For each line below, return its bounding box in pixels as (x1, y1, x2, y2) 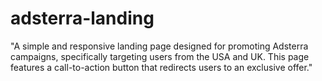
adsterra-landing (10, 7, 155, 30)
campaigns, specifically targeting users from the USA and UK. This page (10, 50, 310, 62)
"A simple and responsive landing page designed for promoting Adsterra (10, 40, 309, 52)
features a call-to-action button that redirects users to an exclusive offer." (10, 61, 313, 73)
